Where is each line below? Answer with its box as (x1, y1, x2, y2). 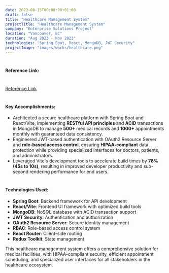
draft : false (5, 12, 33, 17)
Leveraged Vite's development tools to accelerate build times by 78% (12, 158, 158, 164)
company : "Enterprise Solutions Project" (5, 26, 94, 31)
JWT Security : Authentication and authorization (12, 214, 113, 220)
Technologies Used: (5, 187, 49, 193)
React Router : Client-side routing (12, 230, 82, 236)
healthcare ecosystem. (5, 262, 53, 268)
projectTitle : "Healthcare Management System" (5, 21, 106, 27)
